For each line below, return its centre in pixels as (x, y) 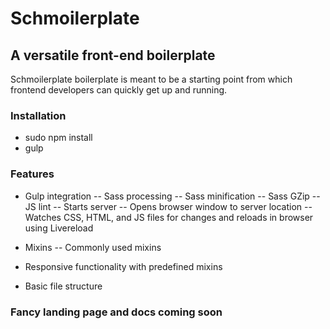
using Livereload (59, 228)
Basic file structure (63, 286)
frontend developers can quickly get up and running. (119, 90)
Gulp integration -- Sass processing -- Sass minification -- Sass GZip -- (172, 196)
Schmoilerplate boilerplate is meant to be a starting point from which (151, 79)
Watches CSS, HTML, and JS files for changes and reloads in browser (169, 217)
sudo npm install (58, 138)
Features (32, 174)
